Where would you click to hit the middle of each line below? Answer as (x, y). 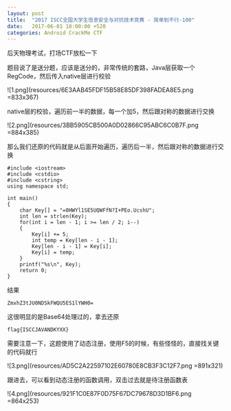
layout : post (26, 13)
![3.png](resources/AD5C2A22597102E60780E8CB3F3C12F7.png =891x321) (115, 366)
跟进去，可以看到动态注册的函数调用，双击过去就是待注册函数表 (97, 380)
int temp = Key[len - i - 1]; (75, 241)
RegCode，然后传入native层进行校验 (59, 76)
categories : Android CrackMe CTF (55, 33)
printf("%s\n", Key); (50, 265)
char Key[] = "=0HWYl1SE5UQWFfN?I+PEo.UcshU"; (87, 210)
